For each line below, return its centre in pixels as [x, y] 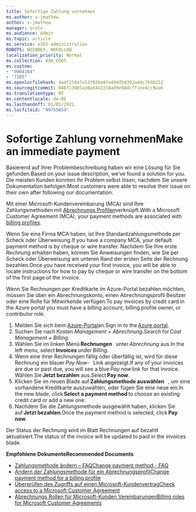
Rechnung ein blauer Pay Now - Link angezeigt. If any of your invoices [99, 363]
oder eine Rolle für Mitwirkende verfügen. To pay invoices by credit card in [95, 302]
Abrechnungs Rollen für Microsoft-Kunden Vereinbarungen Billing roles [99, 497]
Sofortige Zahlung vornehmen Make [94, 139]
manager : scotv [25, 28]
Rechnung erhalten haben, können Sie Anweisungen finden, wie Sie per [92, 252]
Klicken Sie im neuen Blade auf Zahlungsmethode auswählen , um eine [102, 382]
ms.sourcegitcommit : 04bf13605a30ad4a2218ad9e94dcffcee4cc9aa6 [85, 88]
